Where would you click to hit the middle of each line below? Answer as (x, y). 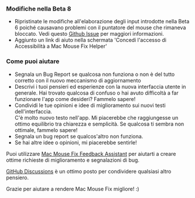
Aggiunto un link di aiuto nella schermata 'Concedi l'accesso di (90, 40)
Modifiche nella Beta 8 (39, 9)
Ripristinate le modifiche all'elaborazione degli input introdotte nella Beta (102, 22)
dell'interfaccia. (33, 111)
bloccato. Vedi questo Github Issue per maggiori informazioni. (89, 34)
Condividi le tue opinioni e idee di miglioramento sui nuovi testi (90, 105)
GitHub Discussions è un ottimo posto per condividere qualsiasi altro (89, 171)
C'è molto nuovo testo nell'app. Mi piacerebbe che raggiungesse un (96, 117)
